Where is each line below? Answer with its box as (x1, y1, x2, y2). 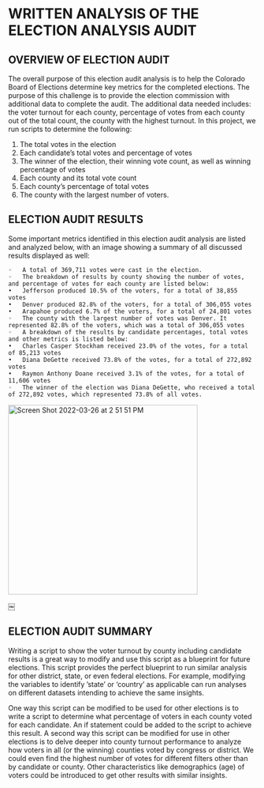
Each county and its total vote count (19, 173, 137, 183)
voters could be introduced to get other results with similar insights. (8, 770, 228, 779)
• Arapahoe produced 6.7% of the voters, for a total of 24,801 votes (8, 307, 252, 315)
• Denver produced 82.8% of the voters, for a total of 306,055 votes (8, 300, 252, 308)
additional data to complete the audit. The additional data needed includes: (8, 100, 251, 108)
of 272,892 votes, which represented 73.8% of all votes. (8, 390, 203, 398)
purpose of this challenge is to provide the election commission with (8, 91, 230, 100)
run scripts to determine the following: (8, 124, 132, 134)
